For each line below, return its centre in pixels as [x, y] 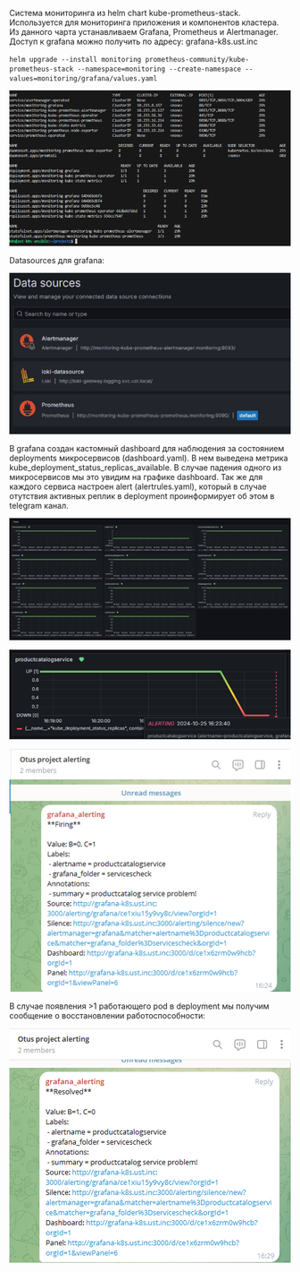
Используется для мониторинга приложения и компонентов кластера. [144, 22]
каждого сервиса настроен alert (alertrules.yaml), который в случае [138, 486]
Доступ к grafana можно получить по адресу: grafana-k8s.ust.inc [133, 41]
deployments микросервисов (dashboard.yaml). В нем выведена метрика [149, 458]
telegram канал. [39, 505]
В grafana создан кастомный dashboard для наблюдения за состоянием [147, 448]
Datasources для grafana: [57, 260]
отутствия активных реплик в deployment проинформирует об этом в [142, 495]
